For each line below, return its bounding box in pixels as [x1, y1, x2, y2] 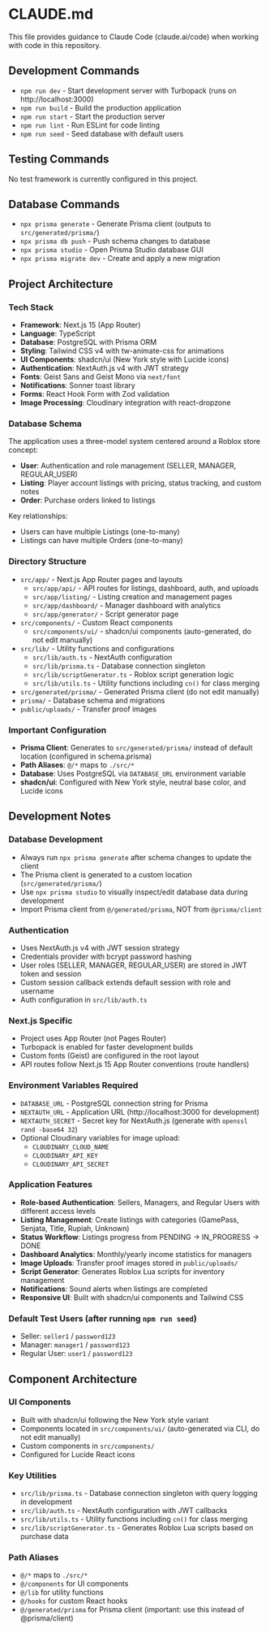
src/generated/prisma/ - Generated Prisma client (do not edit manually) [19, 686, 259, 696]
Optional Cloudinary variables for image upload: [19, 1133, 181, 1142]
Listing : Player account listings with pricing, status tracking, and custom [19, 478, 262, 488]
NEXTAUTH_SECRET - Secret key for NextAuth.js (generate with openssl [19, 1116, 248, 1125]
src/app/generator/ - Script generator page [32, 609, 179, 619]
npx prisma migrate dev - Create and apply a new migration [19, 254, 221, 263]
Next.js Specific [8, 1015, 73, 1026]
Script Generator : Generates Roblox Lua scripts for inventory [19, 1266, 225, 1277]
